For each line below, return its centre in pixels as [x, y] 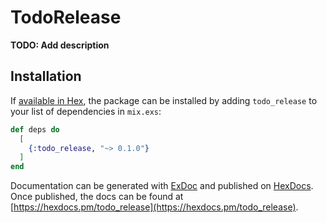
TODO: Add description [60, 45]
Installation [46, 76]
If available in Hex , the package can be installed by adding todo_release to [164, 100]
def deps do [35, 129]
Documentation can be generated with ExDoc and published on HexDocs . [162, 186]
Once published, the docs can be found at [97, 197]
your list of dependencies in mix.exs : [86, 111]
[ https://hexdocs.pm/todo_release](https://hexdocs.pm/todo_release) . [154, 207]
